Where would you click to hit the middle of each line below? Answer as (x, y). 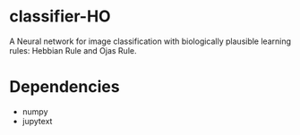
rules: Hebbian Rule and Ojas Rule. (73, 50)
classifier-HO (60, 17)
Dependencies (64, 87)
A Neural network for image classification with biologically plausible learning (150, 41)
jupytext (37, 121)
